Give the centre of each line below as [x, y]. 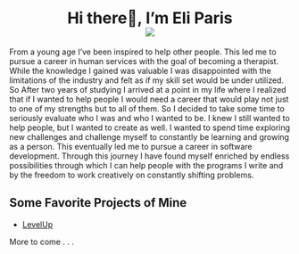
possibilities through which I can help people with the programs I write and [146, 165]
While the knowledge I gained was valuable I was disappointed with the [141, 70]
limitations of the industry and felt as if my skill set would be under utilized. [146, 80]
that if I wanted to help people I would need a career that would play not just [149, 99]
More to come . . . [42, 242]
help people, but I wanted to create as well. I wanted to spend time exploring [150, 127]
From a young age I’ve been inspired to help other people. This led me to [143, 52]
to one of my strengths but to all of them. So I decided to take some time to [147, 108]
